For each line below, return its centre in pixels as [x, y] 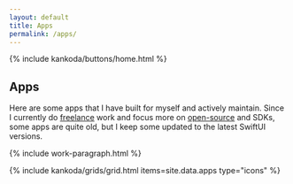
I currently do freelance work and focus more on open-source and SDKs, [142, 118]
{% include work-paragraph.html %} [75, 153]
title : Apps [31, 26]
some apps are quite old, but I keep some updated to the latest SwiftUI [138, 127]
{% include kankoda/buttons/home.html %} [88, 59]
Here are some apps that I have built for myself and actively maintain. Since [147, 108]
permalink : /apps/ [43, 34]
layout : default [39, 17]
